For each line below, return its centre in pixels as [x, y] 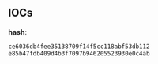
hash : [18, 32]
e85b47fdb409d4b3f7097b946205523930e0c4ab [79, 53]
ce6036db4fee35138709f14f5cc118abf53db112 [79, 47]
